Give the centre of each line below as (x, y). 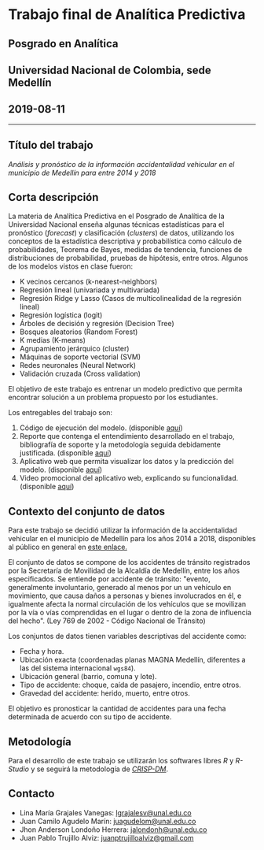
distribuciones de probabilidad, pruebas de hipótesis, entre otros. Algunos (128, 258)
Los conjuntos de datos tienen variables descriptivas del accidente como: (127, 637)
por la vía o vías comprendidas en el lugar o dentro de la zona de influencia (130, 613)
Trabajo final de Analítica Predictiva (127, 15)
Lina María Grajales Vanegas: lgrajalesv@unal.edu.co (106, 812)
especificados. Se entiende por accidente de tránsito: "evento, (109, 579)
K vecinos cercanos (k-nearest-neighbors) (88, 282)
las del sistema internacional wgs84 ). (77, 668)
